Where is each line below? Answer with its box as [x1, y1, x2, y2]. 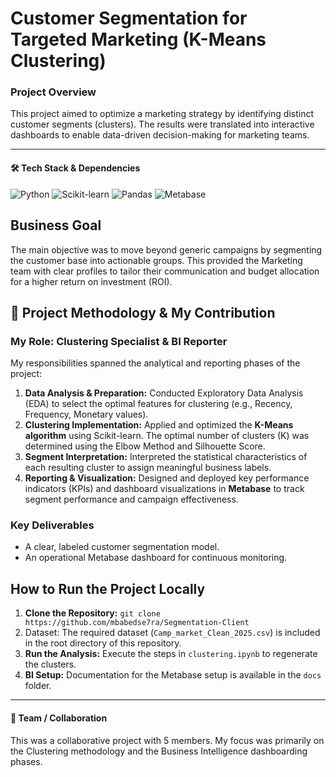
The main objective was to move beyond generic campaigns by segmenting [10, 243, 323, 256]
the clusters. [24, 658, 77, 671]
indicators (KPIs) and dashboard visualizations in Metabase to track [24, 483, 305, 495]
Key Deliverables [10, 518, 95, 532]
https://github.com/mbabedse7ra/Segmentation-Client [24, 618, 250, 628]
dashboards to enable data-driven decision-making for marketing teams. [10, 129, 310, 141]
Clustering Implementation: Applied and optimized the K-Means [24, 419, 294, 431]
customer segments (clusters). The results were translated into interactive [10, 118, 315, 131]
